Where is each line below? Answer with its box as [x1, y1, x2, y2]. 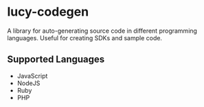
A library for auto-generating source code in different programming [7, 27, 198, 35]
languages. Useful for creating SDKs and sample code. [7, 33, 163, 42]
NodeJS [16, 79, 41, 87]
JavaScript [16, 72, 48, 80]
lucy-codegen [7, 4, 89, 20]
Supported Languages [7, 54, 105, 65]
